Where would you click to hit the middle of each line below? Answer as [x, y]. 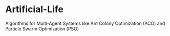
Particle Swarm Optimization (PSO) [42, 28]
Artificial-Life [35, 9]
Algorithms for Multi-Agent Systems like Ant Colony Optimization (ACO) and [85, 23]
